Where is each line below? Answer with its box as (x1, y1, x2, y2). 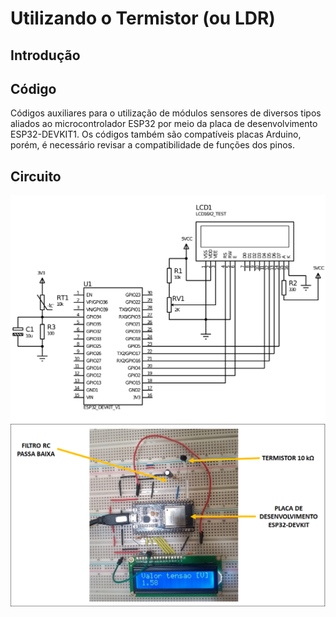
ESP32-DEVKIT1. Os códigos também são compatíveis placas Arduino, (10, 128, 302, 141)
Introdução (10, 47, 81, 64)
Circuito (10, 168, 62, 185)
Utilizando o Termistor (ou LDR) (10, 7, 276, 30)
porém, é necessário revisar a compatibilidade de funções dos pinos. (10, 139, 295, 151)
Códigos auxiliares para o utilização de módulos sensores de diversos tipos (10, 107, 322, 119)
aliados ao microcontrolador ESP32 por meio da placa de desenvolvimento (10, 118, 318, 130)
